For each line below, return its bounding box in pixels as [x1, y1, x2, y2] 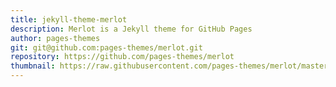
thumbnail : [10, 61, 56, 71]
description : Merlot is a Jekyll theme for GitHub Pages [10, 24, 253, 34]
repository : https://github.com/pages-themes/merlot [10, 52, 235, 62]
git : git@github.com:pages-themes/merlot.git [10, 42, 203, 53]
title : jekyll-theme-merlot [10, 14, 128, 25]
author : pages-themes [10, 33, 101, 43]
